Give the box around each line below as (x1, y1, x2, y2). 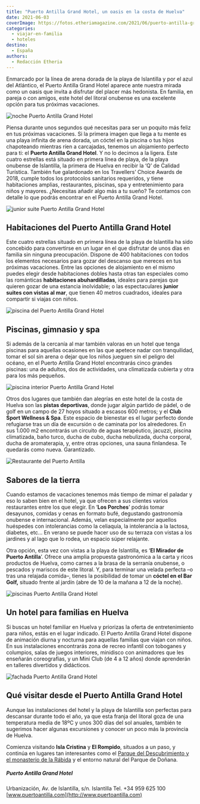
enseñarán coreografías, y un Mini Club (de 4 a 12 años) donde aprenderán (6, 655, 190, 662)
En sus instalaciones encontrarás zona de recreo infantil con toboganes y (6, 642, 186, 649)
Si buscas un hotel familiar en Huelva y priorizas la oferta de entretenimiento (6, 623, 194, 631)
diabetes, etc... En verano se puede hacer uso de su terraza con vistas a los (6, 528, 192, 536)
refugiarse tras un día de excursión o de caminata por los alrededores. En (6, 421, 186, 428)
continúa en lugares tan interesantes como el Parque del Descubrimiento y (6, 750, 189, 757)
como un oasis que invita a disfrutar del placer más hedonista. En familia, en (6, 88, 193, 95)
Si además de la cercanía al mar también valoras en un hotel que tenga (6, 340, 180, 347)
